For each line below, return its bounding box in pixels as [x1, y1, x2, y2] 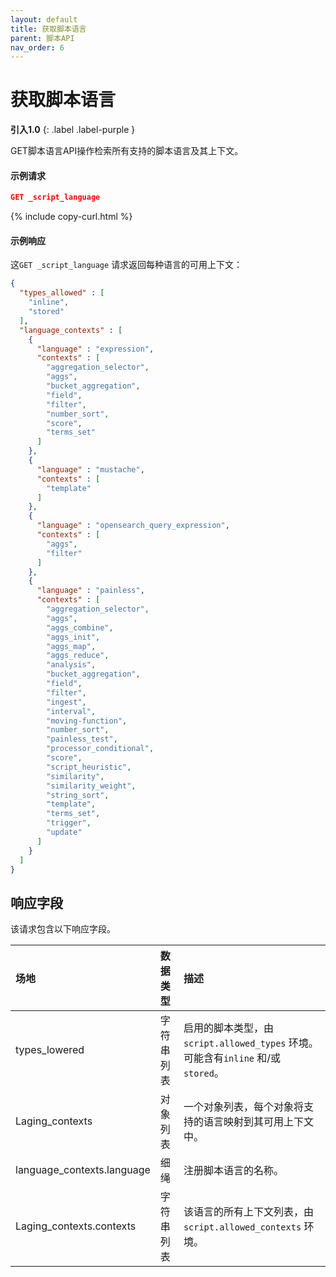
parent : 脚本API [10, 33, 75, 43]
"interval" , [46, 706, 97, 716]
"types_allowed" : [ [19, 288, 105, 298]
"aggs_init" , [46, 632, 101, 642]
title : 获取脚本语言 [10, 24, 87, 34]
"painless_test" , [46, 734, 118, 745]
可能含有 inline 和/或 [183, 1051, 282, 1065]
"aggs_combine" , [46, 622, 114, 633]
